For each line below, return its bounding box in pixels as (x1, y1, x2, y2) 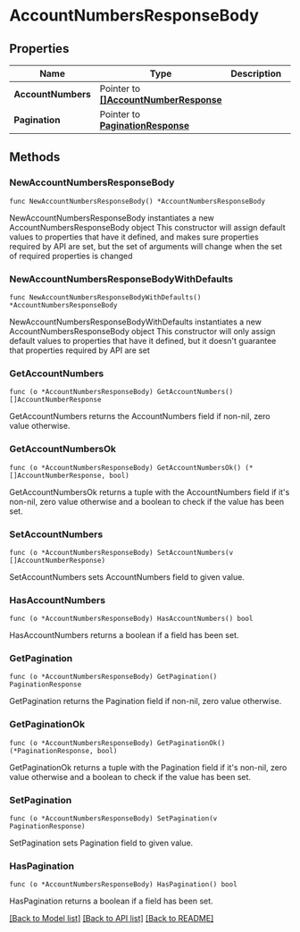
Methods (9, 149, 61, 165)
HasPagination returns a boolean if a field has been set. (9, 895, 213, 907)
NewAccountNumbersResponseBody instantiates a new (9, 212, 214, 223)
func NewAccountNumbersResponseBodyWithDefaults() (9, 292, 202, 302)
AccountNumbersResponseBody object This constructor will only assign (9, 325, 276, 336)
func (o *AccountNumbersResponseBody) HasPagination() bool (9, 880, 238, 889)
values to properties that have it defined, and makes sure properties (9, 231, 259, 242)
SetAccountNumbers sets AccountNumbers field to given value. (9, 571, 246, 582)
